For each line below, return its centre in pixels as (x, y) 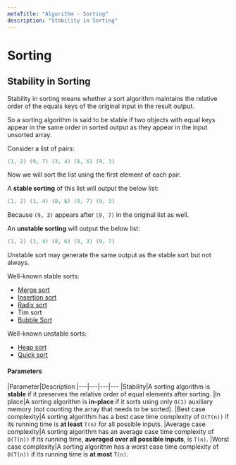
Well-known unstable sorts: (47, 334)
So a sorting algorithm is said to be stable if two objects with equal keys (112, 119)
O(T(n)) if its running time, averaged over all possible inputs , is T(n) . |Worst (118, 440)
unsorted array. (30, 134)
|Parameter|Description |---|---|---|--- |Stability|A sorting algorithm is (109, 387)
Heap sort (32, 348)
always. (18, 263)
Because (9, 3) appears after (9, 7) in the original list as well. (98, 215)
